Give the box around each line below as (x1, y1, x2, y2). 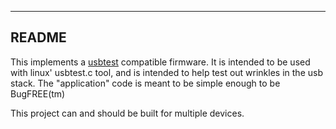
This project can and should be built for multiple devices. (10, 107, 245, 119)
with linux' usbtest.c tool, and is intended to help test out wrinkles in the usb (10, 66, 323, 78)
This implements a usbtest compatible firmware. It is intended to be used (10, 56, 311, 68)
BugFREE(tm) (10, 87, 66, 100)
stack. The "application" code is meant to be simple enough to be (10, 77, 281, 89)
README (10, 29, 67, 46)
